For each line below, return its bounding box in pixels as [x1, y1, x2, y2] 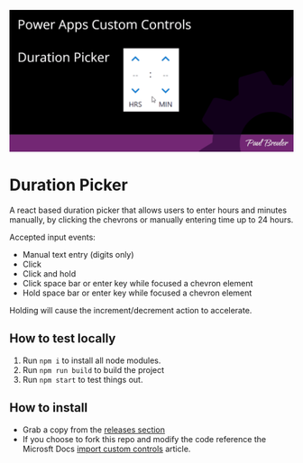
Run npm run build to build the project [22, 364, 165, 375]
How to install [9, 400, 88, 415]
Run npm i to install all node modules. [22, 355, 161, 366]
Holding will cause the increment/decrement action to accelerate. [9, 304, 252, 315]
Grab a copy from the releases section [22, 424, 165, 435]
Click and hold [22, 268, 77, 279]
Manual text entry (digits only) [22, 249, 134, 259]
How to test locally [9, 331, 116, 347]
